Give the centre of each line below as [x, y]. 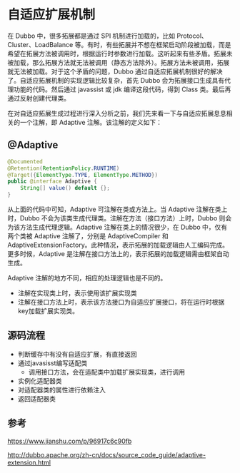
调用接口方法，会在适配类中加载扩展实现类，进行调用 [107, 372]
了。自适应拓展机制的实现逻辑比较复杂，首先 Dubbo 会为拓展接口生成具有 [116, 80]
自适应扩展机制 [51, 15]
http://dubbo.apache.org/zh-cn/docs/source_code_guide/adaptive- [106, 454]
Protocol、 [192, 36]
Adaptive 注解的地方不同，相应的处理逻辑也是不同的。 [87, 278]
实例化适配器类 [40, 381]
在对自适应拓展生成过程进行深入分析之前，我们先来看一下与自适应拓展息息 [117, 113]
